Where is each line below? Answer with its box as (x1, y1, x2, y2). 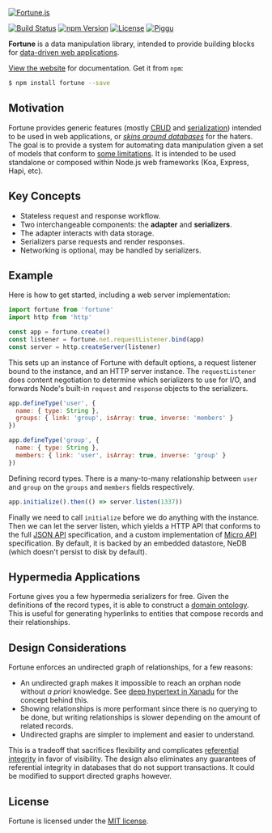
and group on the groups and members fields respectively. (8, 482, 195, 491)
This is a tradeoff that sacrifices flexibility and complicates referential (8, 746, 239, 755)
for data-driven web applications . (8, 48, 120, 57)
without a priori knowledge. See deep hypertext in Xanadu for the (19, 686, 239, 696)
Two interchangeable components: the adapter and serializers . (19, 219, 232, 229)
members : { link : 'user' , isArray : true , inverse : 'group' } (15, 451, 227, 459)
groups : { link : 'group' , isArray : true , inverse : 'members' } (15, 414, 234, 423)
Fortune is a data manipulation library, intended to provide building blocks (8, 39, 255, 49)
